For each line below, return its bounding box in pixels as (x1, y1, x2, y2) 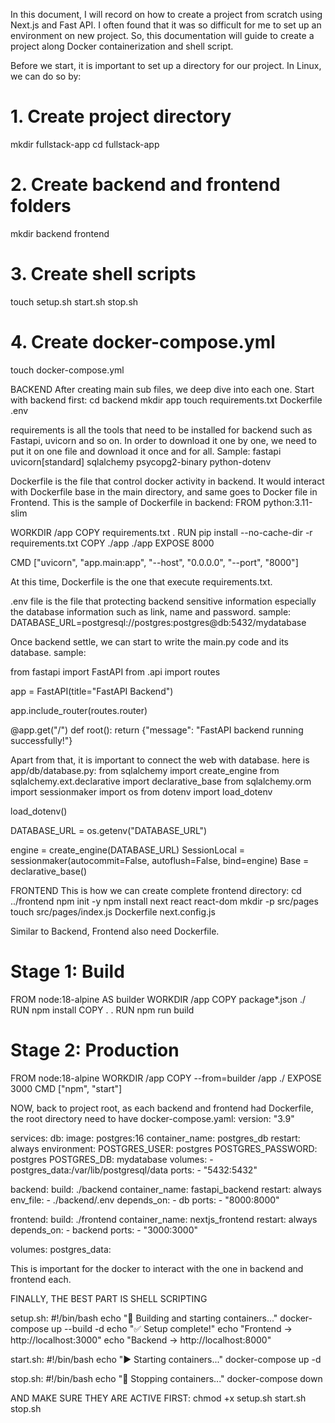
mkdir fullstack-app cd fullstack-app (10, 138, 160, 150)
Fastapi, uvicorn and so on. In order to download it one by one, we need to (10, 434, 317, 446)
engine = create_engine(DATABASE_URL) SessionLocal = (10, 844, 246, 856)
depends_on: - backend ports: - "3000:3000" (10, 1224, 198, 1236)
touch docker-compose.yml (10, 364, 125, 376)
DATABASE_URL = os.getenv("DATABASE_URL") (10, 824, 208, 836)
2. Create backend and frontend (10, 174, 281, 196)
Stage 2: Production (10, 1039, 180, 1061)
